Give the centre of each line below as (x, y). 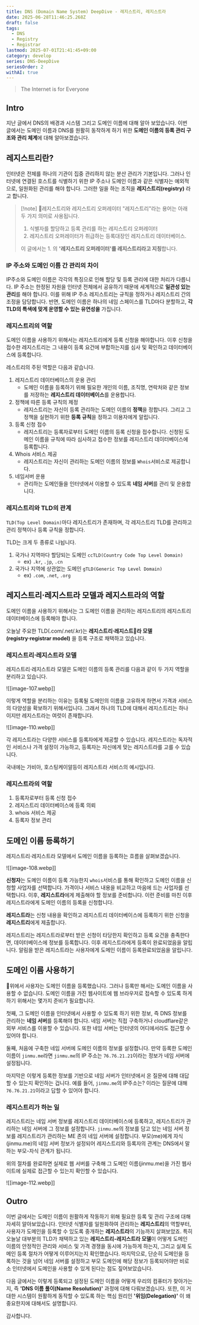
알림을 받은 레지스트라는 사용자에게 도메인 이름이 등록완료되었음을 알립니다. (106, 949)
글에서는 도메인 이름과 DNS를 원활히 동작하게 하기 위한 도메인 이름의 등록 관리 (96, 131)
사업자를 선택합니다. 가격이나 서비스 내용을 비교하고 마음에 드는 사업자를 (100, 887)
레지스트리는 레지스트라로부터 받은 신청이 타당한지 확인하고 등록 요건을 (88, 935)
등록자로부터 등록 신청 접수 (46, 798)
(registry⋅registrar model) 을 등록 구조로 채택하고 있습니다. (76, 638)
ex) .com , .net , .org (47, 575)
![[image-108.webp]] (31, 868)
